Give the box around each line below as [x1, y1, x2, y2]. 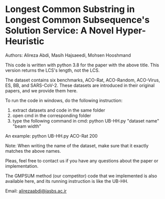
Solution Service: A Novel [5, 25, 114, 36]
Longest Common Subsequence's [5, 14, 150, 26]
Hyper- [115, 25, 146, 36]
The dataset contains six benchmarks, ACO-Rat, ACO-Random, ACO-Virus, [5, 77, 160, 83]
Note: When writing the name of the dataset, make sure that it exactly [5, 142, 149, 149]
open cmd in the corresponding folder [12, 112, 91, 119]
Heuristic [5, 36, 45, 47]
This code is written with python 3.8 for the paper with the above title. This [5, 62, 159, 68]
